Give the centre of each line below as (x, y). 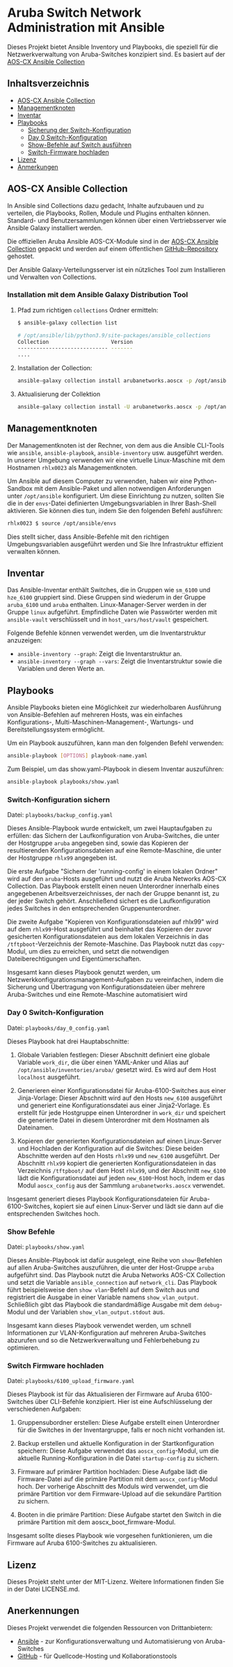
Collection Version (75, 342)
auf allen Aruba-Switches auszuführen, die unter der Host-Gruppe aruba (111, 1267)
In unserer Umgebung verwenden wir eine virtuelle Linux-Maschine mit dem (116, 460)
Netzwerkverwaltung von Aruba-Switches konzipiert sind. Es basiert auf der (116, 54)
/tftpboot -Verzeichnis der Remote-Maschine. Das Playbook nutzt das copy (115, 944)
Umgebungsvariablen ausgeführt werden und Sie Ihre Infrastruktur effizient (115, 544)
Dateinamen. (35, 1127)
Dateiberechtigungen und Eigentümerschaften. (74, 959)
